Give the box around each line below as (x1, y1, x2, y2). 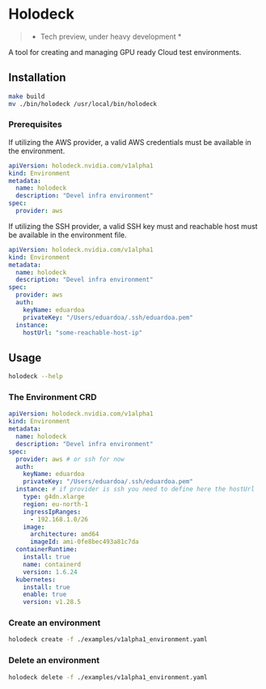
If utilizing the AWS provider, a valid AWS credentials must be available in (8, 137, 252, 147)
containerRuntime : (15, 546, 78, 554)
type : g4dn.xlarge (23, 493, 85, 501)
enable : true (23, 590, 67, 599)
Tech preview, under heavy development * (40, 32, 182, 41)
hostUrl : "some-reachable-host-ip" (23, 329, 143, 337)
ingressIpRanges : (23, 508, 82, 516)
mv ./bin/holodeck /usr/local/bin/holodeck (8, 100, 158, 108)
